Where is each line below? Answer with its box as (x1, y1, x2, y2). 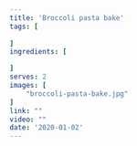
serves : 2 (9, 72, 47, 82)
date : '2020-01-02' (9, 123, 84, 132)
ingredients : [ (9, 47, 68, 57)
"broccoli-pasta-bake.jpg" (26, 89, 129, 99)
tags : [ (9, 22, 39, 31)
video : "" (9, 115, 47, 124)
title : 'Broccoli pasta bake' (9, 13, 125, 23)
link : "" (9, 106, 43, 115)
